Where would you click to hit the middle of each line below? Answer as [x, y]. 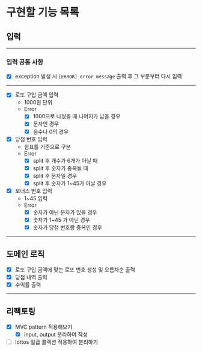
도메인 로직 [26, 254]
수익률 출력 [28, 285]
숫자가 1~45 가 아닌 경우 [61, 220]
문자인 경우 [46, 124]
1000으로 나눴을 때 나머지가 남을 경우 [77, 116]
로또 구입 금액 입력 [37, 95]
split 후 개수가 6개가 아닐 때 [65, 160]
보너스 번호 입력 [33, 191]
